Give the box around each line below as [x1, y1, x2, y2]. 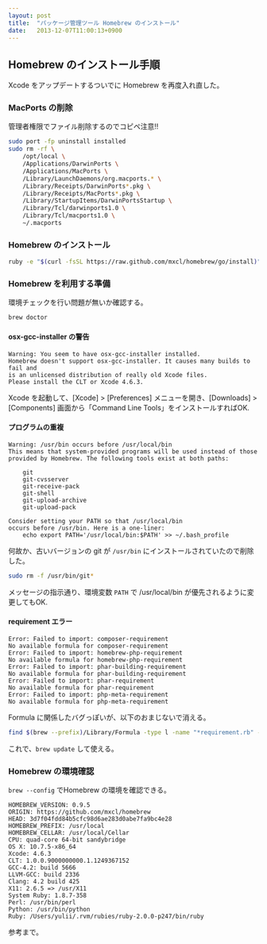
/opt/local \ [22, 153, 66, 161]
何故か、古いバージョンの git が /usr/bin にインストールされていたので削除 [8, 546, 254, 555]
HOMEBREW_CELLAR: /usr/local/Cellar [8, 829, 130, 837]
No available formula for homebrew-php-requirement [8, 655, 183, 664]
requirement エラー [8, 617, 73, 627]
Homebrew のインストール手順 [8, 57, 161, 72]
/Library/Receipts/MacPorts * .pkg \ [22, 189, 141, 197]
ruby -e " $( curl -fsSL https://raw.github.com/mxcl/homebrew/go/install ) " [8, 258, 261, 266]
